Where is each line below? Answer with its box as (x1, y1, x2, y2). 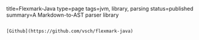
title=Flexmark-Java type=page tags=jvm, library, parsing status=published (6, 5, 194, 12)
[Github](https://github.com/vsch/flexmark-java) (6, 28, 134, 34)
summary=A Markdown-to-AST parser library (6, 11, 119, 19)
